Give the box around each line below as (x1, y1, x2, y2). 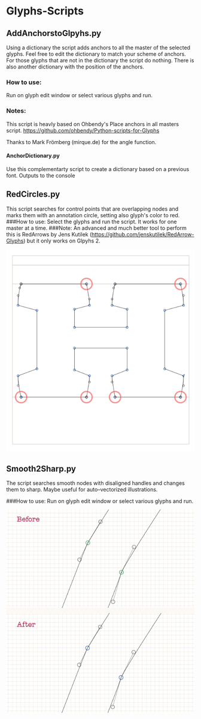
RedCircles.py (6, 189, 60, 199)
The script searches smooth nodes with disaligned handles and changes (6, 480, 185, 487)
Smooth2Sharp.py (6, 464, 77, 474)
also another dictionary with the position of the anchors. (6, 63, 145, 70)
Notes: (6, 107, 26, 115)
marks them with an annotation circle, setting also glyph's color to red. (6, 211, 180, 218)
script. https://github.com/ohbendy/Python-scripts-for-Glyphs (6, 127, 160, 134)
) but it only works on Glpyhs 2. (23, 237, 100, 244)
